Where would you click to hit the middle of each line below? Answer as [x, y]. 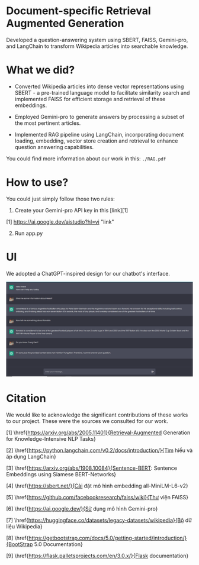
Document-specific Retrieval [78, 11]
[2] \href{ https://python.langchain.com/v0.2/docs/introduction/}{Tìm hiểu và [99, 450]
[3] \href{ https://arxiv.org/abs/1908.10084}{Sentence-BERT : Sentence [92, 468]
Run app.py [29, 233]
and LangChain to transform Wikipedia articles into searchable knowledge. [97, 46]
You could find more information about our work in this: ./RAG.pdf [86, 159]
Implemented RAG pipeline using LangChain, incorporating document [99, 134]
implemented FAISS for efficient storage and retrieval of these [90, 99]
